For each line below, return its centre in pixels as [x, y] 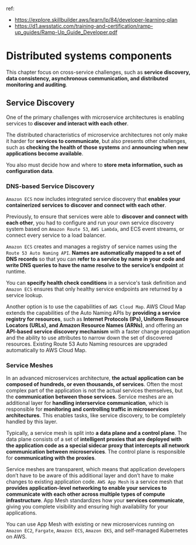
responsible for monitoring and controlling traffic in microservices [87, 409]
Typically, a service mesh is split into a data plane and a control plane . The [97, 433]
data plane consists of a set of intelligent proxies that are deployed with [94, 440]
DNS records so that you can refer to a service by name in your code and [96, 259]
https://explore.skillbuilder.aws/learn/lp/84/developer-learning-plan [96, 20]
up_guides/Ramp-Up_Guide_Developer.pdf [66, 32]
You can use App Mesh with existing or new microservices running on [90, 524]
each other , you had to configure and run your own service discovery [90, 223]
